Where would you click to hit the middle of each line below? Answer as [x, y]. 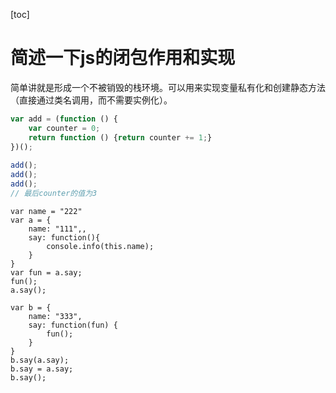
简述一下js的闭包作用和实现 [123, 58]
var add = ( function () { [64, 119]
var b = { [31, 307]
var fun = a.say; [46, 272]
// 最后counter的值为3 [54, 193]
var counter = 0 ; [64, 128]
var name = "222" [46, 211]
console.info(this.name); [100, 246]
